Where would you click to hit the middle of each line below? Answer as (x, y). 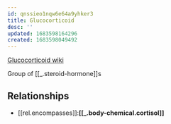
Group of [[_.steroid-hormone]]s (54, 74)
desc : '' (20, 27)
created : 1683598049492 (43, 40)
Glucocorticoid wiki (35, 60)
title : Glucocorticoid (41, 20)
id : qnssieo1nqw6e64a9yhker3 (50, 14)
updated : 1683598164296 (43, 33)
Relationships (38, 96)
